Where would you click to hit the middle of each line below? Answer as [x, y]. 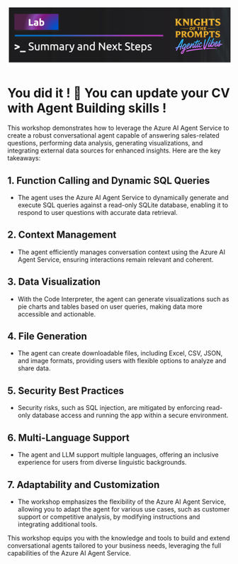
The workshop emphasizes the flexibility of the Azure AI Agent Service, [122, 502]
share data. [34, 368]
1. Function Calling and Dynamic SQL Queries [109, 181]
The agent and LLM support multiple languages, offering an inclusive [118, 455]
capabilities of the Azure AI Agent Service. [69, 553]
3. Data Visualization [54, 282]
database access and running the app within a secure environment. [130, 415]
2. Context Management [62, 235]
